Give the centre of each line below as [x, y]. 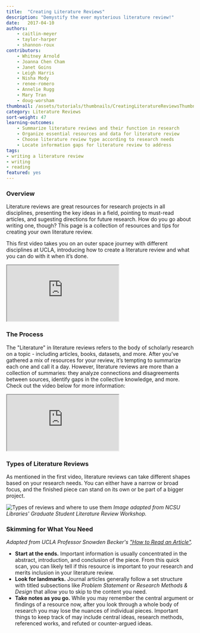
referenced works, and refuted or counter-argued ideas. [84, 623]
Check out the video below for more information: [66, 385]
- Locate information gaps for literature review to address [94, 145]
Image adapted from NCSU [146, 507]
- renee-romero [36, 84]
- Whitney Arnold [38, 56]
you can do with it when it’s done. [47, 256]
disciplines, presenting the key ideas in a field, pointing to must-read [90, 213]
